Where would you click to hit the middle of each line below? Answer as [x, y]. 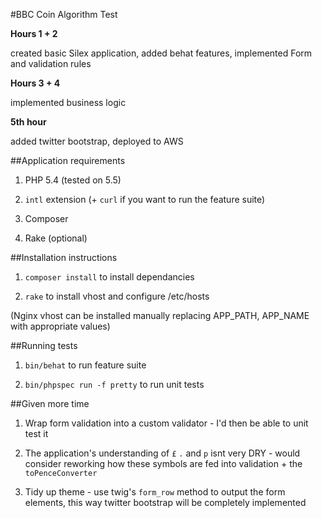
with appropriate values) [60, 326]
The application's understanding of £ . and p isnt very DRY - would [162, 453]
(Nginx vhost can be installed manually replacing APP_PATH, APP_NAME [160, 315]
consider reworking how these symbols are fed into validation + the [163, 463]
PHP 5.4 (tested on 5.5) [73, 180]
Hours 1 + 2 [34, 33]
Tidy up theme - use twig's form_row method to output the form [155, 492]
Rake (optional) [56, 238]
